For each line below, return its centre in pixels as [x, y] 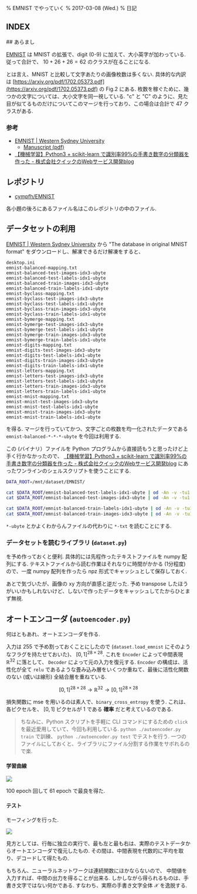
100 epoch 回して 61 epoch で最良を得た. [56, 791]
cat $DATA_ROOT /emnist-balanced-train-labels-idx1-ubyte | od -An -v [93, 509]
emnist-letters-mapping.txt [40, 371]
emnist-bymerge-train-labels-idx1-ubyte [56, 340]
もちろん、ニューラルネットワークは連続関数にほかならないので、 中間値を [97, 870]
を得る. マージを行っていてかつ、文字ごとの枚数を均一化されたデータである [97, 428]
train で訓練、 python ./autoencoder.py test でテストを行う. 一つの [103, 736]
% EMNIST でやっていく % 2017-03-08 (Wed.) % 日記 [72, 8]
